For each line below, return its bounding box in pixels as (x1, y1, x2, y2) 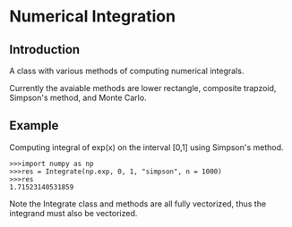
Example (9, 118, 59, 133)
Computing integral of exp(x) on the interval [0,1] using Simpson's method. (9, 141, 284, 153)
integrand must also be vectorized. (9, 207, 138, 218)
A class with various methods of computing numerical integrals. (9, 65, 245, 76)
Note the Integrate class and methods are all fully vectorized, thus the (9, 198, 267, 209)
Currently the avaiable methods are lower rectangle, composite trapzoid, (9, 83, 277, 93)
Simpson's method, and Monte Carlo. (9, 92, 147, 103)
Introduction (9, 42, 81, 57)
